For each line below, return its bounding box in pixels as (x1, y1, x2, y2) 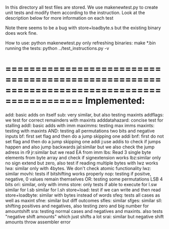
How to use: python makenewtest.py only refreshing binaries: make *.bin (5, 40, 156, 46)
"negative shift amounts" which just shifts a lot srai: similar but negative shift (5, 213, 164, 219)
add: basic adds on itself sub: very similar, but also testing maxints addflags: (5, 111, 164, 118)
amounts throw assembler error (5, 219, 71, 225)
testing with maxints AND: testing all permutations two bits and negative (5, 128, 155, 134)
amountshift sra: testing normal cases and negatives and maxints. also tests (5, 208, 163, 214)
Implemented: (85, 95, 145, 106)
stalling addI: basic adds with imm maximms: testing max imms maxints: (5, 122, 155, 128)
